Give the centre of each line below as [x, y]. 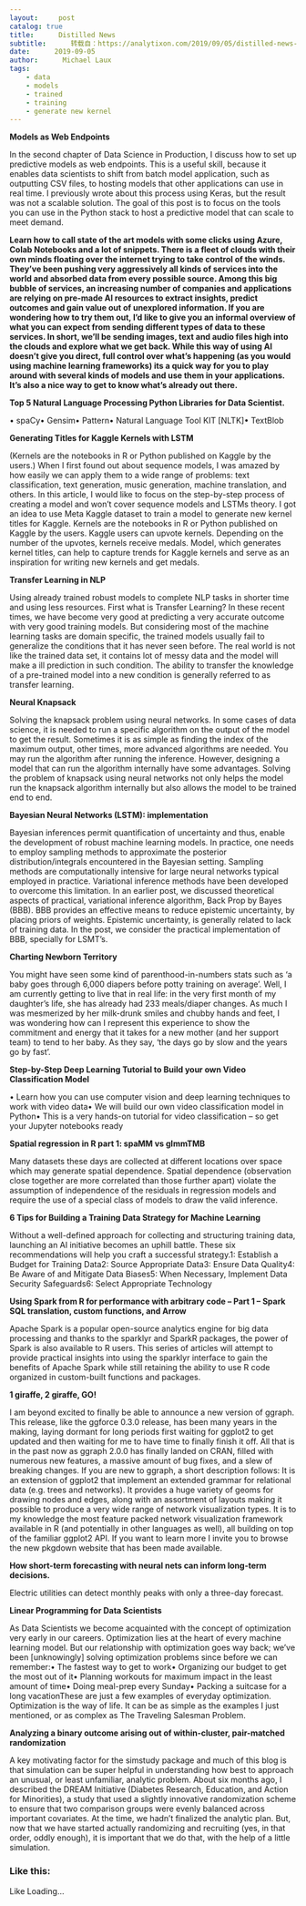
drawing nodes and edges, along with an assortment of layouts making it [146, 1500]
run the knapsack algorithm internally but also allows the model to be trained [153, 788]
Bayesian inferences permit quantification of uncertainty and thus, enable [147, 833]
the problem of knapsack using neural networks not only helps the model [147, 778]
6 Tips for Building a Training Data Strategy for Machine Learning [135, 1218]
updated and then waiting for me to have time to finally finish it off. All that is [152, 1441]
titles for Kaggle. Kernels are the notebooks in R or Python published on [143, 524]
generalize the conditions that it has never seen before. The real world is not [153, 646]
